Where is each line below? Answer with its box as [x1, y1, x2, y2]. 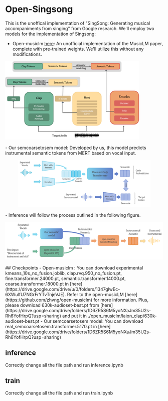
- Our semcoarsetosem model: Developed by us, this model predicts [5, 145, 146, 151]
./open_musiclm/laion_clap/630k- [87, 313, 157, 319]
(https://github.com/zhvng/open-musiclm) [5, 297, 93, 303]
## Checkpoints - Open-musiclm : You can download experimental [5, 264, 143, 271]
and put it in [62, 313, 87, 319]
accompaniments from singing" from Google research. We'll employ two [5, 25, 154, 31]
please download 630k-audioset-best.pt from [5, 302, 99, 308]
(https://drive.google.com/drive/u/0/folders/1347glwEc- [5, 286, 120, 292]
